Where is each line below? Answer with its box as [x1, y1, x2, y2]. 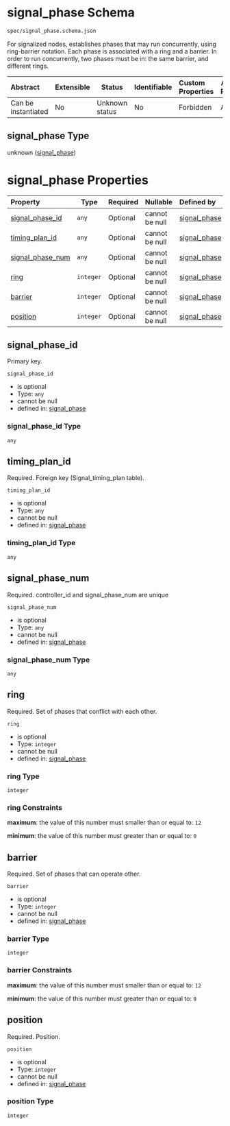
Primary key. [7, 357, 42, 366]
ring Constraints [7, 802, 63, 812]
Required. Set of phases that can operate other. [7, 870, 141, 878]
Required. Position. [7, 1032, 60, 1040]
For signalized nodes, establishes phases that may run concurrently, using [7, 40, 217, 48]
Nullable [144, 197, 173, 206]
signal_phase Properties [7, 172, 149, 188]
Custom [179, 77, 205, 87]
